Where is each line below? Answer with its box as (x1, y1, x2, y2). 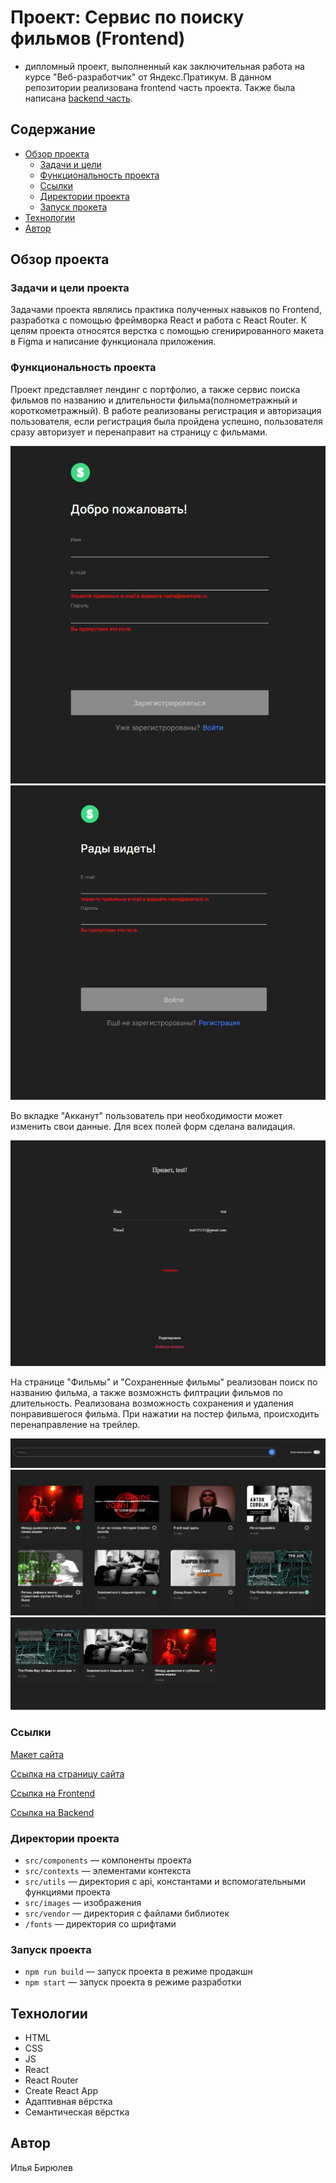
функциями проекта (24, 1886, 111, 1898)
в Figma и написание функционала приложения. (10, 336, 217, 348)
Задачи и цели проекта (10, 281, 130, 295)
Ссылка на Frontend (10, 1787, 96, 1799)
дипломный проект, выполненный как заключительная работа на (24, 60, 305, 72)
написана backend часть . (24, 92, 133, 104)
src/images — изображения (24, 1896, 142, 1908)
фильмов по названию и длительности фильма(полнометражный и (10, 394, 298, 406)
